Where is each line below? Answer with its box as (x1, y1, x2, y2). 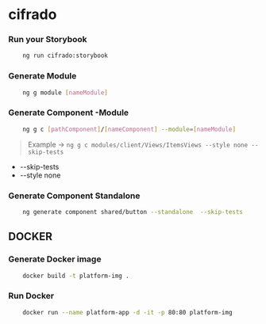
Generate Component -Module (8, 107, 129, 118)
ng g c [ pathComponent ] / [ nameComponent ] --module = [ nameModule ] (22, 125, 237, 133)
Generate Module (8, 71, 77, 82)
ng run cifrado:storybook (22, 51, 109, 60)
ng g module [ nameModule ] (22, 89, 109, 97)
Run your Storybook (8, 34, 87, 45)
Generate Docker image (8, 253, 102, 265)
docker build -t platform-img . (22, 272, 129, 280)
